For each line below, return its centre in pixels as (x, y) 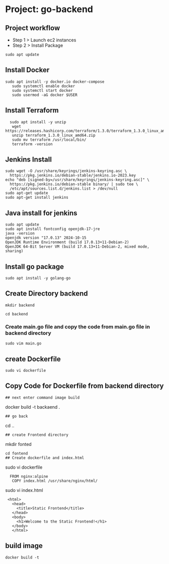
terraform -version (32, 144)
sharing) (14, 251)
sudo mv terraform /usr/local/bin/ (49, 140)
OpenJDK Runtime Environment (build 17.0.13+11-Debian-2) (67, 242)
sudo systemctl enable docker (44, 86)
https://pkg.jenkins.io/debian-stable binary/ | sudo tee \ (74, 184)
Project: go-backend (49, 9)
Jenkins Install (28, 160)
